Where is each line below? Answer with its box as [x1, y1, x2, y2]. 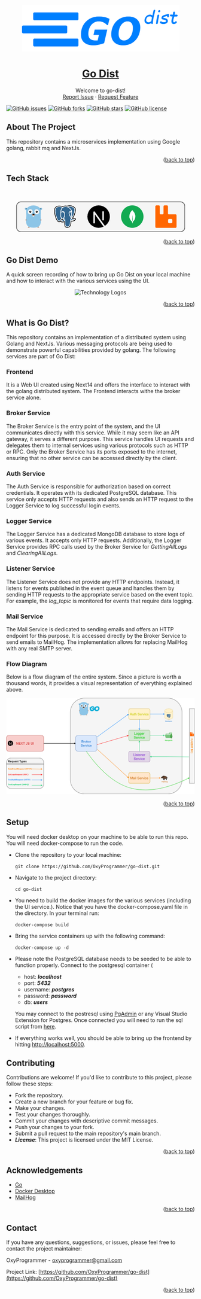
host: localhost [23, 973, 62, 980]
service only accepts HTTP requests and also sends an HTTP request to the [6, 495, 194, 503]
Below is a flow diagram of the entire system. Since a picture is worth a [6, 673, 181, 680]
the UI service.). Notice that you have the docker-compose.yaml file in [14, 903, 188, 910]
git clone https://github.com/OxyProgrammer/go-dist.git [14, 863, 160, 869]
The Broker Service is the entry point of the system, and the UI [6, 422, 160, 430]
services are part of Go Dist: [6, 353, 76, 360]
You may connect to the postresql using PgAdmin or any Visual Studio [14, 1010, 188, 1017]
